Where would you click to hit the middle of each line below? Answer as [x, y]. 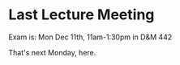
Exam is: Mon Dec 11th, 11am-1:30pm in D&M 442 [90, 37]
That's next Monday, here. [52, 52]
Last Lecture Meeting [81, 15]
